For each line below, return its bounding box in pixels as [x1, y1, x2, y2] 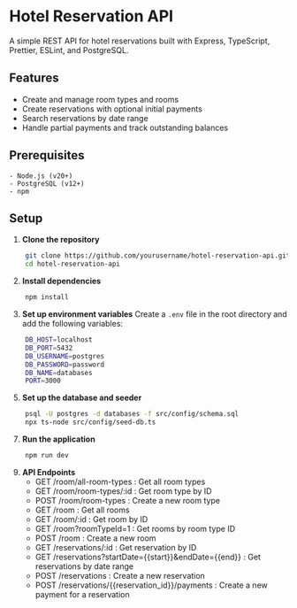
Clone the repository [21, 235, 100, 245]
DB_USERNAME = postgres [25, 351, 104, 360]
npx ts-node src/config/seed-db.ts [25, 418, 156, 427]
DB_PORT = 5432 [25, 343, 73, 352]
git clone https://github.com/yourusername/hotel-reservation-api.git [25, 251, 291, 260]
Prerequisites [9, 148, 85, 163]
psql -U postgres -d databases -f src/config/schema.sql [25, 410, 240, 419]
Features [9, 71, 59, 86]
